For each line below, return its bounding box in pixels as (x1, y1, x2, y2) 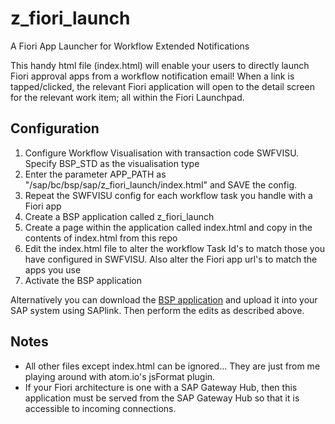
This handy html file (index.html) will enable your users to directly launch (10, 59, 310, 71)
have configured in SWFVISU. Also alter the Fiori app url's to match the (24, 253, 318, 265)
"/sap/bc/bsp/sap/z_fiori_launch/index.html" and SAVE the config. (24, 178, 298, 191)
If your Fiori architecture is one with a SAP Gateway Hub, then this (24, 381, 298, 393)
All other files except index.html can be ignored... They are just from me (24, 360, 321, 372)
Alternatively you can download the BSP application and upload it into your (10, 293, 318, 306)
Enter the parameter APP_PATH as (24, 168, 167, 180)
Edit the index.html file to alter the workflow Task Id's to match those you (24, 242, 326, 254)
